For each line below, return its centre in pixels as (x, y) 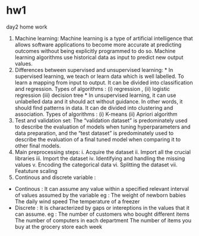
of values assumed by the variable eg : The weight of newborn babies (100, 195)
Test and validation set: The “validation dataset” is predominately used (101, 120)
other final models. (38, 146)
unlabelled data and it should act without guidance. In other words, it (99, 101)
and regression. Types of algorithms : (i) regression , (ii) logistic (92, 89)
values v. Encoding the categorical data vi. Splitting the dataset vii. (96, 165)
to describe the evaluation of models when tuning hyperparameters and (103, 127)
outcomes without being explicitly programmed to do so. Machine (95, 51)
